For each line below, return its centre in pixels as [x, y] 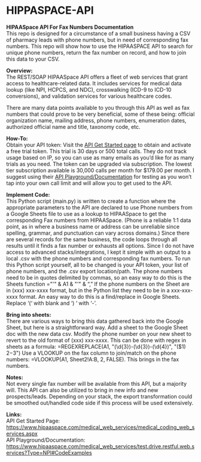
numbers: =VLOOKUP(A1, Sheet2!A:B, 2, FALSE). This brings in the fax [93, 359]
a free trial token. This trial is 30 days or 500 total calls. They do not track [97, 151]
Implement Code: [28, 194]
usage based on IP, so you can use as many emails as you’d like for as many [100, 157]
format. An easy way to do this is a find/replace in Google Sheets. [100, 296]
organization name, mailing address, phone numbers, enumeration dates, [96, 120]
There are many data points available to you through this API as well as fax [98, 107]
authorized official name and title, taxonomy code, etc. [73, 127]
